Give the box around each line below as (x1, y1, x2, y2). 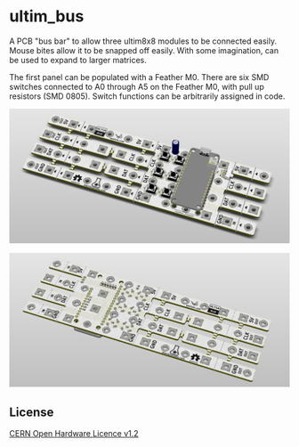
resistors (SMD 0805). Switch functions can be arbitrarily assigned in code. (9, 91, 286, 102)
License (9, 404, 54, 419)
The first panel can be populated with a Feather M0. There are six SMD (9, 71, 270, 82)
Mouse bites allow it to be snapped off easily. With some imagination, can (9, 45, 279, 55)
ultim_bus (9, 6, 85, 27)
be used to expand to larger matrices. (9, 54, 147, 65)
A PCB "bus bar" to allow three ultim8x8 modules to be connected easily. (9, 36, 278, 46)
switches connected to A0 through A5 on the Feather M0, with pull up (9, 81, 264, 92)
